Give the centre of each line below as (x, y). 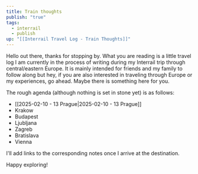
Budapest (26, 117)
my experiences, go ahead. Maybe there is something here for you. (88, 81)
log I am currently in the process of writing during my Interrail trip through (96, 62)
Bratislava (27, 136)
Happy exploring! (27, 165)
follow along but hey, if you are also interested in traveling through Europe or (99, 75)
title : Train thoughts (34, 12)
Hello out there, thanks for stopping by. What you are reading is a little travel (99, 56)
